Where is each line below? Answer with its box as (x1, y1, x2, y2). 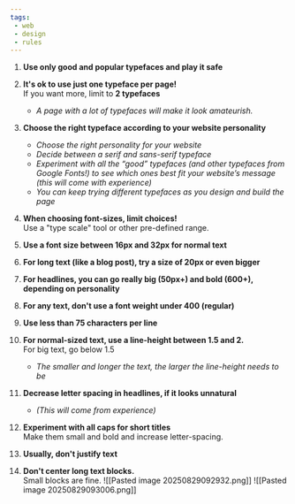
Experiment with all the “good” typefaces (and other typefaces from (35, 158, 285, 169)
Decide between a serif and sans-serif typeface (35, 149, 212, 160)
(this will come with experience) (35, 178, 153, 188)
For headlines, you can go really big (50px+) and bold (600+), (22, 274, 254, 285)
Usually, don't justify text (22, 448, 118, 460)
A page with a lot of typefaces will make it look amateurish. (35, 105, 253, 116)
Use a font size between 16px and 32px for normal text (22, 240, 228, 250)
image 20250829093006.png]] (22, 485, 137, 495)
